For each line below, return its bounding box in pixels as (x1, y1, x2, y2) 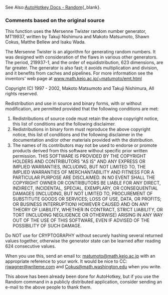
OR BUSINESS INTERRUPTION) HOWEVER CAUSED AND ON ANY (12, 201, 149, 207)
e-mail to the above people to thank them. (5, 284, 92, 290)
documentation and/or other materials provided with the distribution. (12, 137, 154, 143)
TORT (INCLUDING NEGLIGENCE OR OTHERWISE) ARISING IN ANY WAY (12, 212, 163, 218)
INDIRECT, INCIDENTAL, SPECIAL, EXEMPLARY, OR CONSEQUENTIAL (12, 185, 158, 191)
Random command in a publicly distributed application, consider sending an (5, 279, 162, 285)
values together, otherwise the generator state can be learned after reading (5, 238, 161, 244)
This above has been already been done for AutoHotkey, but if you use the (5, 273, 159, 279)
